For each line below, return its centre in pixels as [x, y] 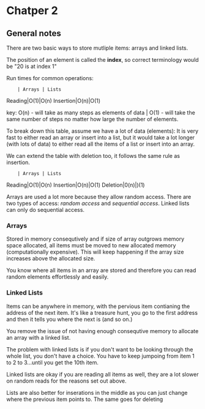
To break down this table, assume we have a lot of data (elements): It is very [102, 131]
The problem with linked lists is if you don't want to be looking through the [100, 349]
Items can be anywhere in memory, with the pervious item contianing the [98, 306]
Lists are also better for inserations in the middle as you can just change [97, 392]
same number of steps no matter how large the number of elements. [92, 119]
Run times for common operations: [50, 78]
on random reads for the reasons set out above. [66, 381]
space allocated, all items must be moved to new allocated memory [91, 246]
